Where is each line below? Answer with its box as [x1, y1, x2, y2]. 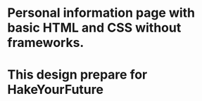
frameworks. [7, 35, 84, 50]
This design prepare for [7, 67, 148, 83]
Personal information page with [7, 5, 196, 21]
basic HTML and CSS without [7, 20, 182, 36]
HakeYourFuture [7, 82, 104, 97]
